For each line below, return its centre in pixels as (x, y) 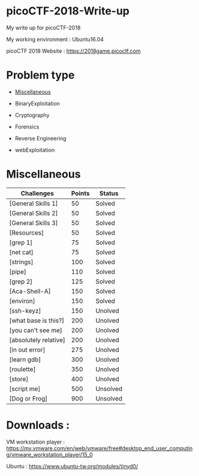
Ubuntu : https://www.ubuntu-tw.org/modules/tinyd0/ (72, 466)
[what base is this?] (37, 321)
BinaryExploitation (37, 103)
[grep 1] (21, 243)
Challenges (37, 193)
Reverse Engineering (40, 138)
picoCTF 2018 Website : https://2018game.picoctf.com (73, 51)
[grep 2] (21, 282)
